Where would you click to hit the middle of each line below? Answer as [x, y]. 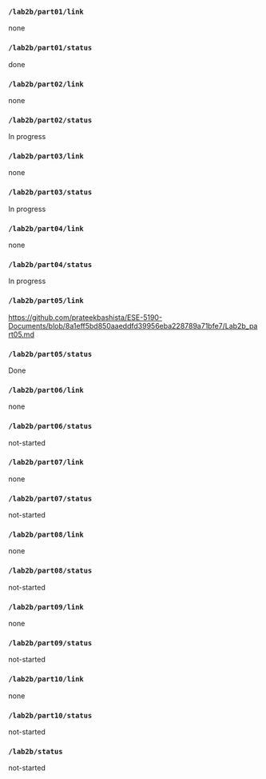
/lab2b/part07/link [46, 462]
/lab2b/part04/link [46, 228]
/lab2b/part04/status [50, 264]
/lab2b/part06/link [46, 390]
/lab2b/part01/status [50, 48]
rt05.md [21, 334]
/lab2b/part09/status [50, 643]
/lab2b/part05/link [46, 301]
